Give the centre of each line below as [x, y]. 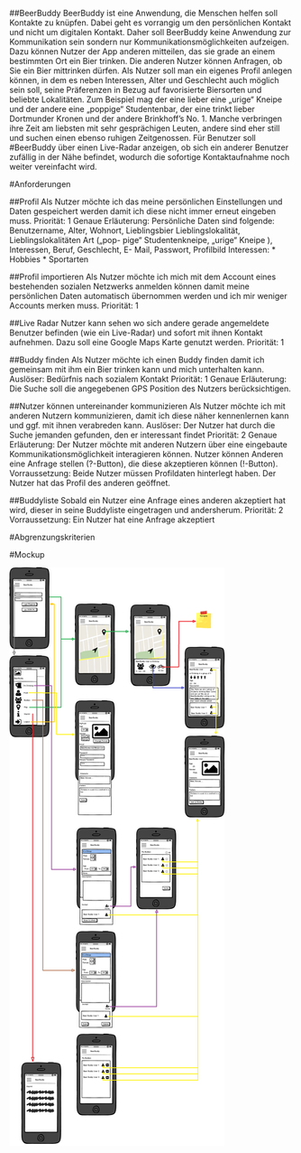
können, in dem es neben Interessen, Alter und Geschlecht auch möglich [144, 80]
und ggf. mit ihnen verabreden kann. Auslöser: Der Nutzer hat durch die [142, 425]
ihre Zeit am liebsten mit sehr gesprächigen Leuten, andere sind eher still [145, 128]
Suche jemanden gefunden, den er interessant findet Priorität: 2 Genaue [143, 435]
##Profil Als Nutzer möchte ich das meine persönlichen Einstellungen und [146, 202]
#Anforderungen [40, 184]
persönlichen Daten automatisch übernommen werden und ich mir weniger [148, 296]
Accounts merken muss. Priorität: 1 [74, 305]
